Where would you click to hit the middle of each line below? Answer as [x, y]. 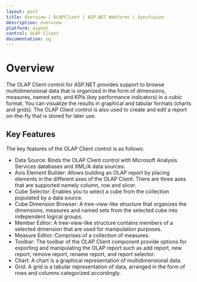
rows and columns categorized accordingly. [68, 273]
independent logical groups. [49, 217]
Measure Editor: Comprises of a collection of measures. [82, 235]
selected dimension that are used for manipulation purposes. [88, 229]
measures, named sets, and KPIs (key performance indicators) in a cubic [94, 97]
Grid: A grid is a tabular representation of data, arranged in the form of [100, 267]
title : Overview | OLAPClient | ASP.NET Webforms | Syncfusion [85, 17]
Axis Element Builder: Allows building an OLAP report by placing [92, 172]
